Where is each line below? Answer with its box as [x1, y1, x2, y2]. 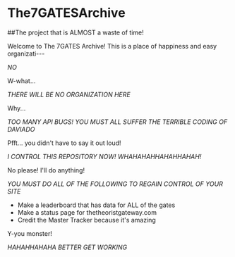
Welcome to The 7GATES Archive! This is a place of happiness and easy [7, 42, 217, 50]
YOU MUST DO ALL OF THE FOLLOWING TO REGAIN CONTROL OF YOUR [7, 180, 224, 188]
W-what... [7, 76, 36, 85]
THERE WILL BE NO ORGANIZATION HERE [7, 90, 131, 99]
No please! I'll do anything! [7, 165, 85, 174]
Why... [7, 104, 26, 112]
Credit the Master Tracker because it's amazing [17, 215, 157, 224]
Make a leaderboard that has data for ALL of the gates [17, 201, 176, 209]
